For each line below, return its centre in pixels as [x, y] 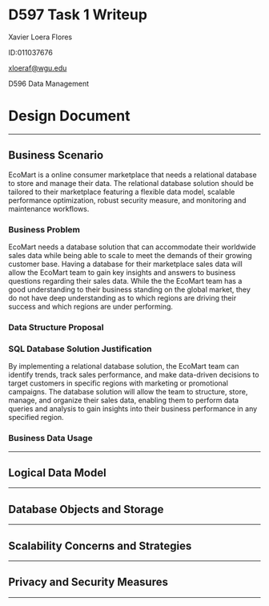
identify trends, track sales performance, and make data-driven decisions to [134, 375]
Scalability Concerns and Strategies [100, 545]
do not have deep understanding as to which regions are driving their [122, 297]
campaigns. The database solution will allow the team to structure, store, [128, 392]
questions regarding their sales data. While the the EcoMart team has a [125, 281]
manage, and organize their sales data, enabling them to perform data [123, 400]
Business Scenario [56, 155]
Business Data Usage [51, 438]
